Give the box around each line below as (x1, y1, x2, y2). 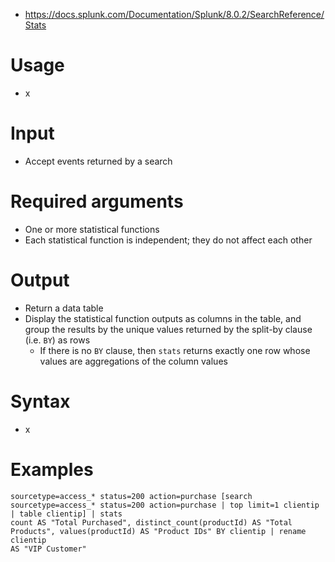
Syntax (10, 390, 71, 413)
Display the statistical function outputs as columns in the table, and (24, 312, 302, 324)
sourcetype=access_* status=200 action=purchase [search (10, 491, 253, 501)
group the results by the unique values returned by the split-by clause (24, 323, 313, 335)
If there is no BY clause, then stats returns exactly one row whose (39, 344, 311, 356)
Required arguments (10, 190, 184, 213)
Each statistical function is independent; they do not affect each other (24, 234, 313, 246)
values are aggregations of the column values (39, 355, 228, 367)
